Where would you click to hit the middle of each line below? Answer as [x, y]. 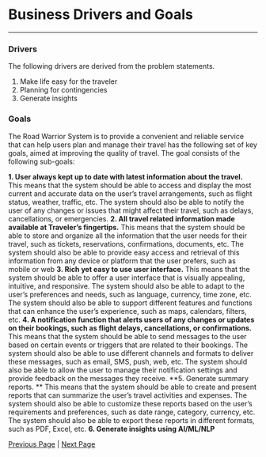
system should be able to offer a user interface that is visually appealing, [127, 278]
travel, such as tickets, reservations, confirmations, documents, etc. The [126, 244]
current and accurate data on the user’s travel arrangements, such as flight [130, 193]
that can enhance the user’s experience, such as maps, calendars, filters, [127, 311]
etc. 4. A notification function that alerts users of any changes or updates [131, 319]
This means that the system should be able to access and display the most [130, 185]
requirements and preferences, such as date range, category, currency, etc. [132, 412]
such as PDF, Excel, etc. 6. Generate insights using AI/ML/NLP [112, 429]
